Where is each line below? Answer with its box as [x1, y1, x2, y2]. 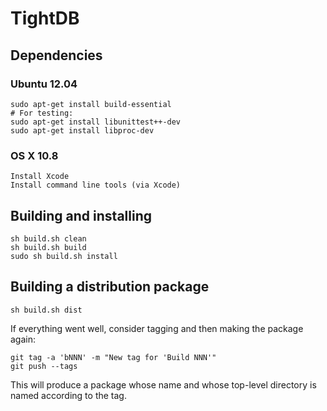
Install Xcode [10, 172, 70, 182]
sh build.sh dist [10, 305, 83, 315]
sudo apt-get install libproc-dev [10, 125, 155, 136]
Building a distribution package [10, 278, 210, 296]
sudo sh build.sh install [10, 251, 118, 261]
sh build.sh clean [10, 233, 87, 244]
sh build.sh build [10, 242, 87, 252]
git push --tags [10, 361, 78, 371]
